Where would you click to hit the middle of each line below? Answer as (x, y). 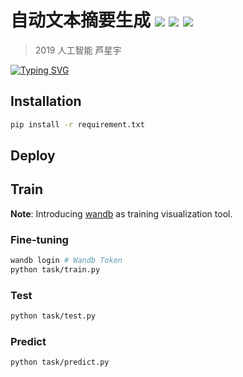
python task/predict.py (60, 362)
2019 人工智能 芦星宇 (78, 50)
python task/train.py (55, 270)
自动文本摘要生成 (81, 20)
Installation (46, 101)
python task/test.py (53, 316)
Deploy (33, 156)
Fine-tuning (39, 239)
